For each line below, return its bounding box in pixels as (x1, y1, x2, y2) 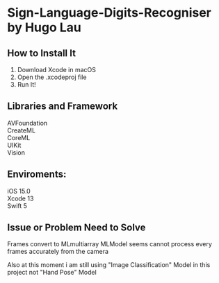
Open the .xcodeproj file (17, 73, 87, 81)
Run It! (17, 80, 36, 88)
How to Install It (7, 47, 76, 59)
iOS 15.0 (7, 187, 31, 195)
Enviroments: (7, 169, 67, 180)
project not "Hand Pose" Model (7, 268, 97, 277)
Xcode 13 (7, 194, 34, 203)
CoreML (7, 133, 31, 141)
